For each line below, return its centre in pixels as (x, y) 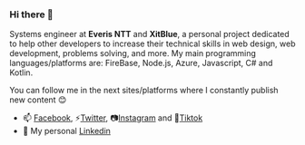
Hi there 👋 (32, 14)
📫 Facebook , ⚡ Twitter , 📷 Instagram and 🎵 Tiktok (113, 118)
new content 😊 (38, 100)
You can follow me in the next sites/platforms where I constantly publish (144, 91)
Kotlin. (21, 72)
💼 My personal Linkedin (67, 131)
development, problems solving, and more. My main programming (133, 53)
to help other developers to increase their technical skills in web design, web (153, 43)
